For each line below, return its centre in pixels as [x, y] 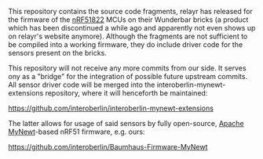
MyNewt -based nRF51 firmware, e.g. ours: [77, 132]
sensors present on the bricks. [58, 53]
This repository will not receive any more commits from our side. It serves [127, 68]
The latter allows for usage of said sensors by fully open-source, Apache [126, 123]
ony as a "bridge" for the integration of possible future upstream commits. [128, 76]
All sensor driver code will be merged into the [82, 85]
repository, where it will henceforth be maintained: [126, 93]
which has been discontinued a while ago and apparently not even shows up [132, 28]
